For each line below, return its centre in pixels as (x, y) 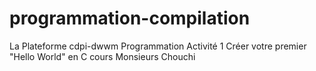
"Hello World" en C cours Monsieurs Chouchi (102, 56)
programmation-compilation (130, 18)
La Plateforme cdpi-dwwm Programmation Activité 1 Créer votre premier (158, 46)
